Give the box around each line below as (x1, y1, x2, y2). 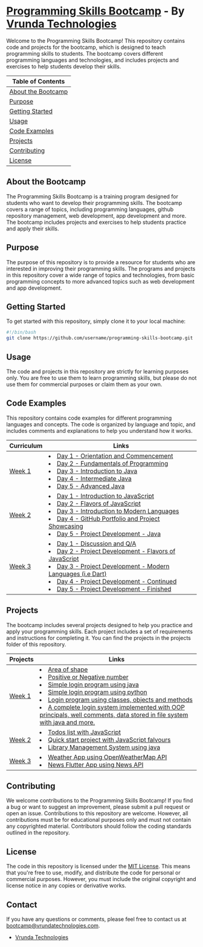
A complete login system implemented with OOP (48, 703, 185, 711)
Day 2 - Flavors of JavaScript (56, 499, 141, 507)
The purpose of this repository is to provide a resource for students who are (6, 258, 196, 265)
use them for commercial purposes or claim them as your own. (6, 380, 163, 388)
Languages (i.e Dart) (48, 570, 107, 578)
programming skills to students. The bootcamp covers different (6, 50, 163, 57)
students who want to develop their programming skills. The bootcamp (6, 199, 182, 206)
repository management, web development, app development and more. (6, 212, 187, 219)
